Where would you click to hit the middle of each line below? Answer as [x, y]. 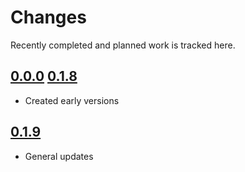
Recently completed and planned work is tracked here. [123, 45]
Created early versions [72, 100]
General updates [59, 156]
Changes [48, 17]
